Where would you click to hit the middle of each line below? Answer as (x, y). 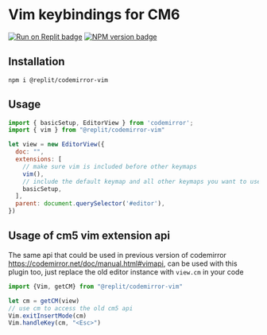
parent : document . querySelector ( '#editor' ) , (90, 204)
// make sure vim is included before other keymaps (110, 166)
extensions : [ (39, 160)
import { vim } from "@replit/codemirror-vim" (87, 130)
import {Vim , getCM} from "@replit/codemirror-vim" (95, 286)
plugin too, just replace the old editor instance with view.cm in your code (126, 271)
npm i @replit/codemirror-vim (58, 80)
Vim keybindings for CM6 (94, 15)
